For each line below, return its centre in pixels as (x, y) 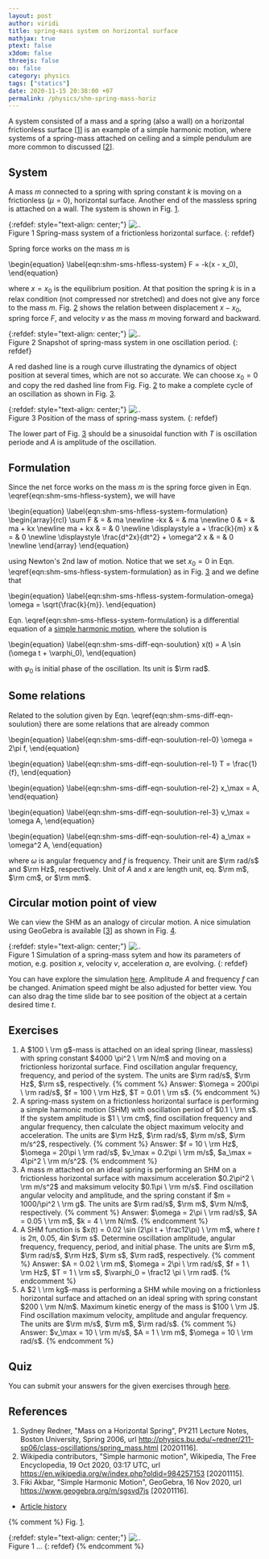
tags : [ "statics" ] (39, 83)
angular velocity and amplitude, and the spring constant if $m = (125, 1195)
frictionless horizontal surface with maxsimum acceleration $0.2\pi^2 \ (137, 1178)
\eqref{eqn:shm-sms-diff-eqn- (182, 715)
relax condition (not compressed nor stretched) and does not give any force (134, 298)
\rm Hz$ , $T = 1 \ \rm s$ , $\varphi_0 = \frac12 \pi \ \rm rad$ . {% (125, 1273)
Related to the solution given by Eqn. (69, 715)
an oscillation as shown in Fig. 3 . (62, 394)
